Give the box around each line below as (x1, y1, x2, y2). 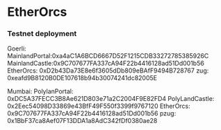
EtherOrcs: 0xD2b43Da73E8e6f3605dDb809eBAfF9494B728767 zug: (7, 66, 209, 75)
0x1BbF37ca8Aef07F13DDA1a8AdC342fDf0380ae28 (7, 117, 158, 125)
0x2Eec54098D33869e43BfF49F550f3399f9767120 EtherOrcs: (7, 102, 191, 111)
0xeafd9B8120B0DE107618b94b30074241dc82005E (7, 74, 158, 82)
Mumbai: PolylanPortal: (7, 87, 74, 95)
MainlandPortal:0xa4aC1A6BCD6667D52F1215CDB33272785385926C (7, 52, 209, 60)
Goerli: (7, 44, 26, 53)
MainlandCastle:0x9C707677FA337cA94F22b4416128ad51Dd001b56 (7, 59, 205, 68)
